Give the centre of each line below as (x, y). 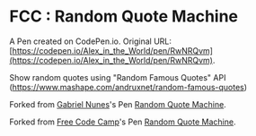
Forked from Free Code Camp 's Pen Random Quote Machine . (123, 122)
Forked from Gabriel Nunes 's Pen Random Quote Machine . (118, 104)
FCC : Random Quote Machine (124, 17)
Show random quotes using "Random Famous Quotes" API (118, 77)
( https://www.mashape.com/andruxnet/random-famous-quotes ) (128, 87)
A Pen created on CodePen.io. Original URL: (91, 41)
